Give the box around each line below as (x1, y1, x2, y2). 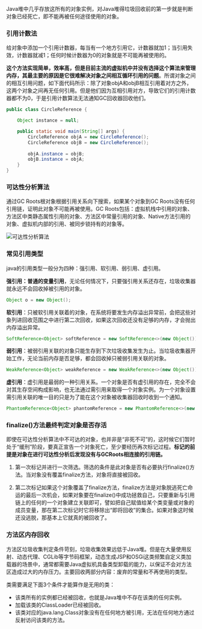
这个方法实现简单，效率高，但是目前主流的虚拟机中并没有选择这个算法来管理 (6, 64, 196, 72)
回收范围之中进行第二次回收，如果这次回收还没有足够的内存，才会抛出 (22, 316, 196, 324)
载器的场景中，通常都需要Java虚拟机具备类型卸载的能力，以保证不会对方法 (6, 560, 192, 568)
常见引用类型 (6, 249, 44, 258)
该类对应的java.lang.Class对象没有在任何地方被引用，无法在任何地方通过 (14, 609, 195, 616)
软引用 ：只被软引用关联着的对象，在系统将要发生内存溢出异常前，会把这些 (6, 308, 191, 316)
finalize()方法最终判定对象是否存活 (6, 421, 107, 430)
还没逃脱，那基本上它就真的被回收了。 (14, 514, 110, 521)
